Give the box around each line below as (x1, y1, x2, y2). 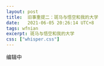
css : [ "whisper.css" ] (6, 36, 60, 42)
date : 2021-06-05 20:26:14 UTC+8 (6, 20, 94, 26)
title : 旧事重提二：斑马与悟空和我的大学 (6, 14, 99, 20)
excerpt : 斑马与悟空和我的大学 (6, 31, 75, 37)
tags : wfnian (6, 25, 39, 32)
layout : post (6, 8, 39, 15)
